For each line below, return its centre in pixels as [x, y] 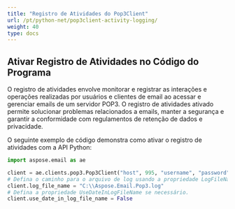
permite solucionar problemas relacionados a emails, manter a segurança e [116, 112]
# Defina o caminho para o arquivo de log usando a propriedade [103, 179]
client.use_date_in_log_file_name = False [70, 199]
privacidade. [25, 127]
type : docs [23, 33]
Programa [29, 72]
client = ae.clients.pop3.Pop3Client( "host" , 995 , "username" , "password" [119, 173]
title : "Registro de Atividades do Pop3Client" [78, 14]
